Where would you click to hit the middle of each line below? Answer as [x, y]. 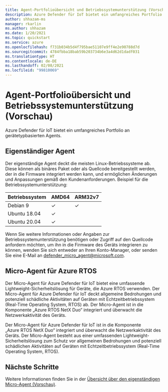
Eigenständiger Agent [40, 151]
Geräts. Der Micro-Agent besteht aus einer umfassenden [64, 335]
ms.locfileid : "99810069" [32, 71]
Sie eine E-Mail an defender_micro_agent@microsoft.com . [65, 255]
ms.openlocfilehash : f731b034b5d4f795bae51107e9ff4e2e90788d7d [72, 47]
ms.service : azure [24, 43]
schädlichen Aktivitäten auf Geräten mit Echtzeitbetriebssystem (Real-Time [82, 346]
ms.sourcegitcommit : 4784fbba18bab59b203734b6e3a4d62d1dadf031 [72, 52]
